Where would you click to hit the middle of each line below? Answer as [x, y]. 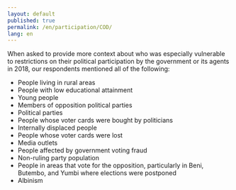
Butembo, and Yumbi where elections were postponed [97, 173]
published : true [31, 21]
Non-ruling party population [58, 158]
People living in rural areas [56, 83]
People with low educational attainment [75, 90]
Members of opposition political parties [75, 105]
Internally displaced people [57, 128]
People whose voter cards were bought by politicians [95, 121]
